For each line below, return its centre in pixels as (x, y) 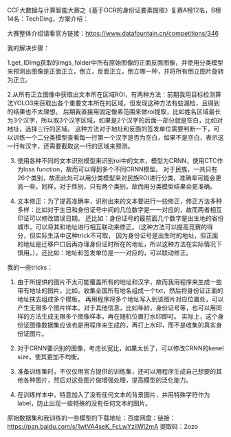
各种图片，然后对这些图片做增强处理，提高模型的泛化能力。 (108, 380)
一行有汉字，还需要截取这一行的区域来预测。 (70, 146)
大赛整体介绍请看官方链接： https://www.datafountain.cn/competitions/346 (113, 33)
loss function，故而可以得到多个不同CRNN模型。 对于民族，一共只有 (120, 169)
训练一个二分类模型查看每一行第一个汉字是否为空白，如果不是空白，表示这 (118, 137)
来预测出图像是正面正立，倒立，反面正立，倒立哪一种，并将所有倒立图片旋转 (115, 71)
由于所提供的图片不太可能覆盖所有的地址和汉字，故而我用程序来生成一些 (119, 282)
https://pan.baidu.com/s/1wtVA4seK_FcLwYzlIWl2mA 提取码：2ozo (102, 426)
